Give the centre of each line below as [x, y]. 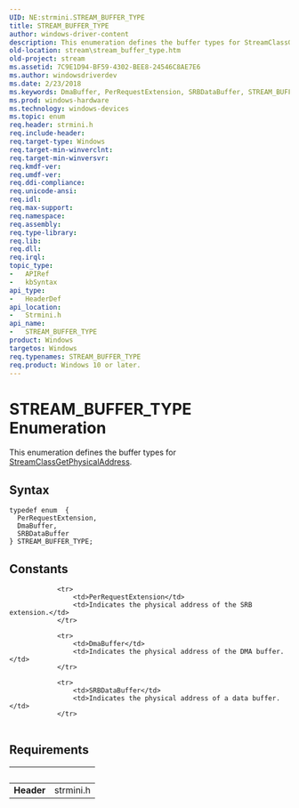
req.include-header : [48, 133]
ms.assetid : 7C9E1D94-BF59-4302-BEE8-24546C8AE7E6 [105, 68]
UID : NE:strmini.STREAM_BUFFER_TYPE [77, 17]
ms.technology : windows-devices [69, 109]
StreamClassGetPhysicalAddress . [71, 462]
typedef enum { [39, 511]
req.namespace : [37, 216]
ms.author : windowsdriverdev [63, 76]
